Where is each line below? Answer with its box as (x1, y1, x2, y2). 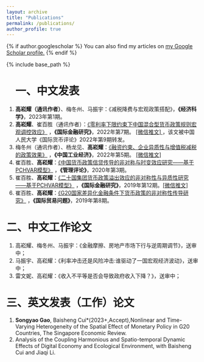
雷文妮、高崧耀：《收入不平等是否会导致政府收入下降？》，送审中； (15, 272, 181, 280)
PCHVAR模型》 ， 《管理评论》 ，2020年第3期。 (15, 166, 130, 174)
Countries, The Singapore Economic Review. (15, 330, 127, 337)
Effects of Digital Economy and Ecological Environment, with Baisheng (15, 342, 192, 350)
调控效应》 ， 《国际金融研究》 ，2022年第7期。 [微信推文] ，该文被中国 (20, 129, 195, 136)
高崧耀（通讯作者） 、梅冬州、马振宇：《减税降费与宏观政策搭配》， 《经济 (15, 105, 192, 113)
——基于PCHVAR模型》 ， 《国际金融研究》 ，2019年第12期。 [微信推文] (15, 182, 188, 189)
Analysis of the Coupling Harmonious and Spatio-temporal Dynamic (15, 336, 186, 343)
